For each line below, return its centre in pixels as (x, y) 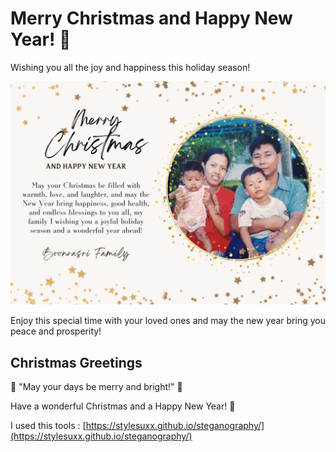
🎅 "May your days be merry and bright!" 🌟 (96, 387)
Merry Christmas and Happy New (151, 18)
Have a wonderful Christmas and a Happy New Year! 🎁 (123, 406)
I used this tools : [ (48, 426)
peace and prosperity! (56, 331)
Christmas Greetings (76, 362)
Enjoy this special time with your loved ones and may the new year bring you (168, 321)
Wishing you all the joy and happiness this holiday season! (130, 67)
